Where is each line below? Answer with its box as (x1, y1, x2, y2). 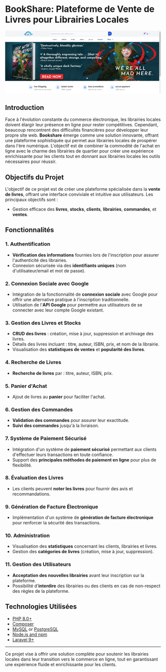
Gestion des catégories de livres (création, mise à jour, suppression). (12, 549, 154, 555)
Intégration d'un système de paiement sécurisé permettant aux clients (12, 446, 157, 452)
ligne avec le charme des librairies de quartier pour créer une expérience (5, 148, 154, 154)
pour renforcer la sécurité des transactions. (12, 520, 101, 526)
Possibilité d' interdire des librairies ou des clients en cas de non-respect (12, 583, 161, 589)
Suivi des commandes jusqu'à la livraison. (12, 422, 99, 429)
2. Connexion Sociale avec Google (5, 280, 89, 287)
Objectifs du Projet (5, 173, 64, 181)
